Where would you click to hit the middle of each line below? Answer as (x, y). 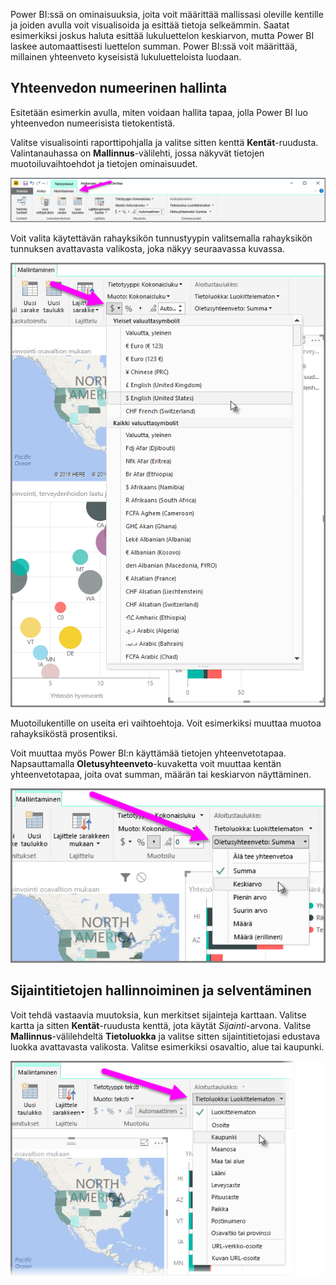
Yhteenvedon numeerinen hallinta (119, 88)
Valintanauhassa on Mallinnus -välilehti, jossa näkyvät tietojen (137, 153)
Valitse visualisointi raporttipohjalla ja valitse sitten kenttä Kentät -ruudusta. (164, 142)
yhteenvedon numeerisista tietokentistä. (93, 123)
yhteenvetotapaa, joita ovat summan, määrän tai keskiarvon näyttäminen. (161, 774)
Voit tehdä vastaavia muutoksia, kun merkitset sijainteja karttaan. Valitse (158, 1015)
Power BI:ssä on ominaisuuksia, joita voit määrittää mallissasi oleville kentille (167, 14)
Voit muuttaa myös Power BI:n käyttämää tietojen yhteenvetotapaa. (148, 753)
